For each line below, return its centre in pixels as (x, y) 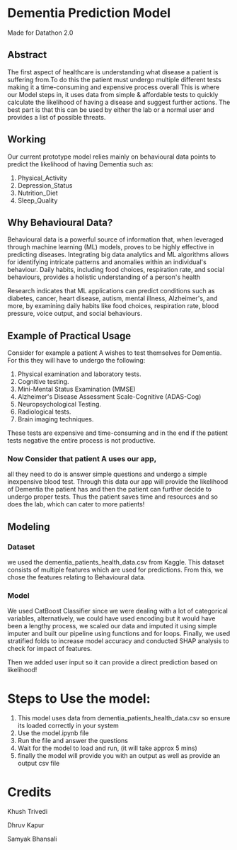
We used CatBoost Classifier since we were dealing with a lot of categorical (117, 611)
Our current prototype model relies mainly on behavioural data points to (112, 157)
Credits (29, 792)
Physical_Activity (42, 178)
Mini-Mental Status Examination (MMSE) (76, 389)
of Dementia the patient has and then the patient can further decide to (110, 489)
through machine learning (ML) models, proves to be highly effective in (111, 247)
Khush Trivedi (28, 812)
